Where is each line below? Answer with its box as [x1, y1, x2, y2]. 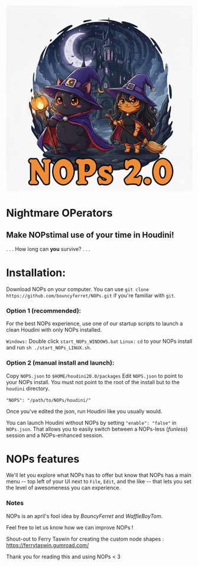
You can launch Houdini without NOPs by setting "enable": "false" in [6, 419, 177, 426]
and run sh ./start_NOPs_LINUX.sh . [6, 344, 92, 351]
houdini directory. [6, 385, 50, 392]
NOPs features [6, 452, 80, 466]
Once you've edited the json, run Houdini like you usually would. [6, 407, 163, 415]
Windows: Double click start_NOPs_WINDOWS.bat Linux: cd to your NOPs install [6, 338, 193, 345]
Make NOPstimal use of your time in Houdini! [6, 230, 174, 240]
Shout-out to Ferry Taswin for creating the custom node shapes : [6, 535, 164, 542]
